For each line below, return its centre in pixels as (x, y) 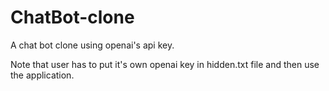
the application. (42, 75)
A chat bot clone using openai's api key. (92, 45)
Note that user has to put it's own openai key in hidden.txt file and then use (165, 64)
